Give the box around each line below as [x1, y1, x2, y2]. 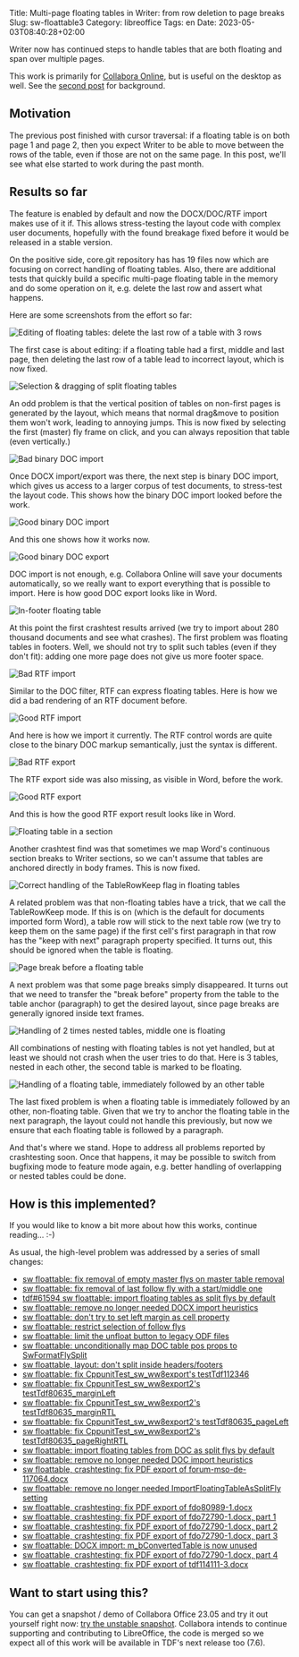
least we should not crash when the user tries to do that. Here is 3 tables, [9, 1052, 278, 1063]
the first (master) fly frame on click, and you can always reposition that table [9, 426, 290, 437]
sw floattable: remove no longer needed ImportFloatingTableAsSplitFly [21, 1483, 281, 1494]
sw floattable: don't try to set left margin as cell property [21, 1311, 230, 1323]
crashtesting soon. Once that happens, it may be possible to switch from [9, 1151, 277, 1162]
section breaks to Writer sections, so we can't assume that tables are [9, 852, 263, 863]
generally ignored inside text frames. [9, 1007, 145, 1019]
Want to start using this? [9, 1584, 149, 1601]
